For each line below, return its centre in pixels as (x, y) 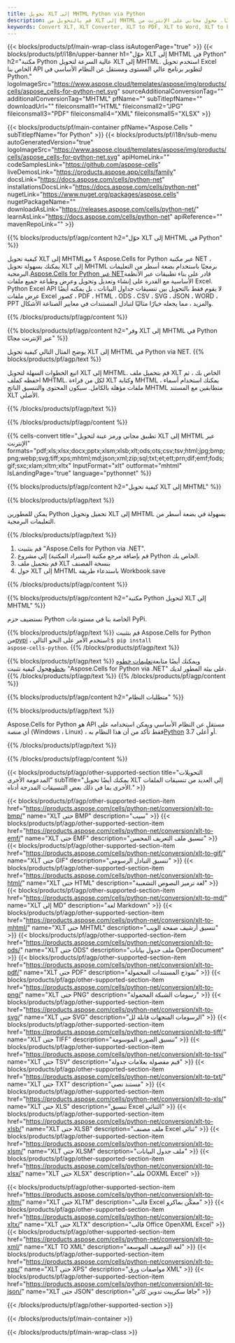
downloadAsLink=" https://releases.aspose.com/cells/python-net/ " (103, 209)
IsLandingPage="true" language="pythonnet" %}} (79, 473)
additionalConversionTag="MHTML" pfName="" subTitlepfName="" (105, 99)
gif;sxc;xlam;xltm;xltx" (39, 466)
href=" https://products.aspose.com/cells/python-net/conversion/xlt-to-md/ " (117, 898)
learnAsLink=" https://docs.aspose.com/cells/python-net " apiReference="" (115, 217)
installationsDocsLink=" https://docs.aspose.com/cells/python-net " (104, 187)
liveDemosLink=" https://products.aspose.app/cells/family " (92, 172)
